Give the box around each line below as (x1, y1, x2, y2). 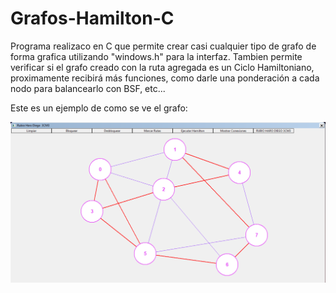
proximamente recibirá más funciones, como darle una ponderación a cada (10, 72, 320, 84)
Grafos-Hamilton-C (10, 7, 175, 30)
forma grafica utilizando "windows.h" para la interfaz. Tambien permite (10, 50, 303, 62)
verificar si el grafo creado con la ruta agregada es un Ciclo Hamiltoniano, (10, 61, 315, 73)
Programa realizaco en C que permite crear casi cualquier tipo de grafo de (10, 40, 317, 52)
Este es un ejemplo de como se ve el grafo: (10, 102, 188, 114)
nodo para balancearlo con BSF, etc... (10, 82, 166, 94)
